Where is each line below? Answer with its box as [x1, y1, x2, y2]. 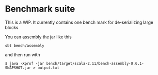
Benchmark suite [5, 3, 75, 15]
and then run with [5, 52, 40, 58]
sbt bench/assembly [5, 43, 45, 48]
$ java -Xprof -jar [5, 61, 45, 66]
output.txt [37, 65, 60, 70]
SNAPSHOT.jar [5, 65, 32, 70]
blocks [5, 24, 18, 30]
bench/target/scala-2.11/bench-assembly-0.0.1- [46, 61, 144, 66]
